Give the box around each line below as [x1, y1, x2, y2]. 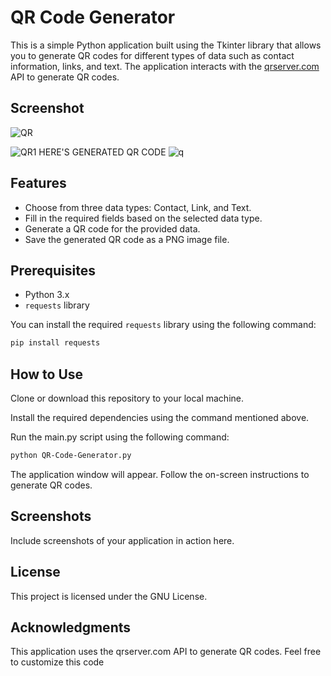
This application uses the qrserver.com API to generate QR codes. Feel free [10, 646, 322, 658]
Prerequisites [10, 262, 96, 279]
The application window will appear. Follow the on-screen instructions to [10, 468, 310, 480]
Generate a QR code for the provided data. [24, 222, 201, 235]
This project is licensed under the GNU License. [10, 590, 208, 602]
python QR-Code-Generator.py [10, 451, 132, 461]
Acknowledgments [10, 619, 132, 636]
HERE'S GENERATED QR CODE [38, 146, 167, 158]
